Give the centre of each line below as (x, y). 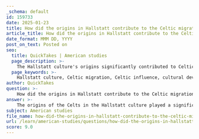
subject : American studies (39, 111)
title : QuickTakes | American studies (60, 56)
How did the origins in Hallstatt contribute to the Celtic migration (106, 94)
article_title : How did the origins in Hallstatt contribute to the (92, 34)
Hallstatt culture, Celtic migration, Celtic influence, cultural (100, 77)
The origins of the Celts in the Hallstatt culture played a (94, 105)
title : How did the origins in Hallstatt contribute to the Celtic (91, 28)
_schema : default (28, 12)
